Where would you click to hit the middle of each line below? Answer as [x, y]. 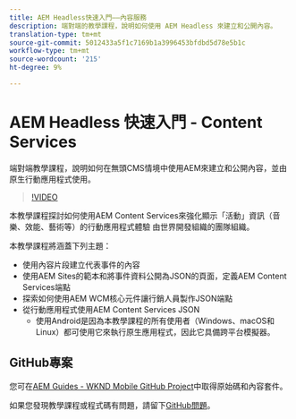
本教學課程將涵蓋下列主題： [60, 245]
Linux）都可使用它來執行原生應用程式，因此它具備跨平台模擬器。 [155, 331]
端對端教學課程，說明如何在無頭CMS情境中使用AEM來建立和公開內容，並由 [148, 167]
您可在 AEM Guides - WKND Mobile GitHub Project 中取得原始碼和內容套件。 [148, 386]
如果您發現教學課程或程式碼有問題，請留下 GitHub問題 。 [112, 405]
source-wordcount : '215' [55, 59]
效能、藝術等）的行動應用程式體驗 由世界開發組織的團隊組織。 [140, 227]
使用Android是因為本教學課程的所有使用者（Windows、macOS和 [155, 321]
